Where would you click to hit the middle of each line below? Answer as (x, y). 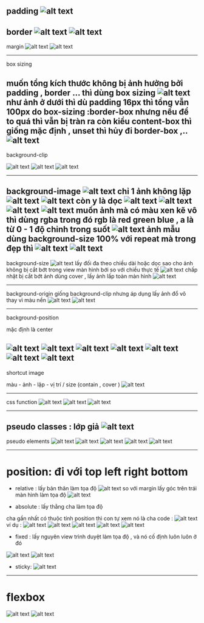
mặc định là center (30, 329)
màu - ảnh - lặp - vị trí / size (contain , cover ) (63, 385)
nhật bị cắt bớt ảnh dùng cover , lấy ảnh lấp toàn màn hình (79, 276)
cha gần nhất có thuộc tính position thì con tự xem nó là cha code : (90, 518)
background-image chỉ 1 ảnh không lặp (99, 191)
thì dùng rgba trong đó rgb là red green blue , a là (100, 220)
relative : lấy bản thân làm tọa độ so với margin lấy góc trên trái (106, 489)
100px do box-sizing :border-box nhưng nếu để (98, 112)
